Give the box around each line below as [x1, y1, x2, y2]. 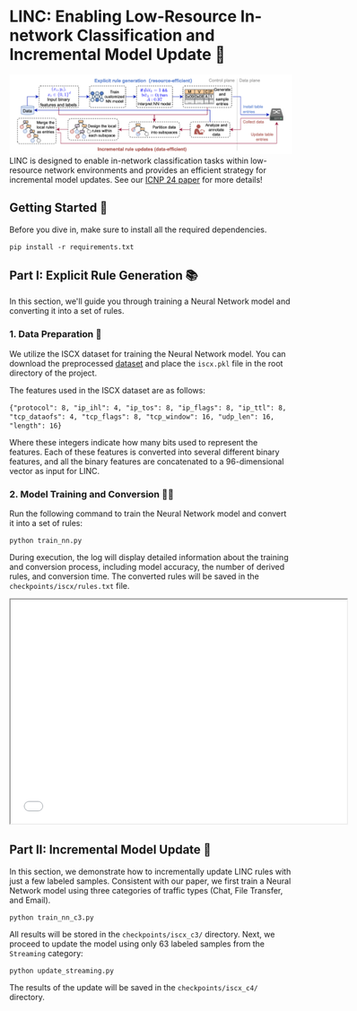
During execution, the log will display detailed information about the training [9, 552, 289, 563]
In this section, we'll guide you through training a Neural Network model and [9, 296, 291, 307]
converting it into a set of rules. [9, 306, 125, 316]
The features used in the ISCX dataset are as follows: [9, 385, 206, 395]
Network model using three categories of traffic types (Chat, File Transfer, [9, 885, 283, 895]
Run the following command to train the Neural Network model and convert [9, 508, 287, 519]
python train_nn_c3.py [9, 912, 94, 922]
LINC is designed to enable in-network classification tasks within [9, 155, 249, 166]
